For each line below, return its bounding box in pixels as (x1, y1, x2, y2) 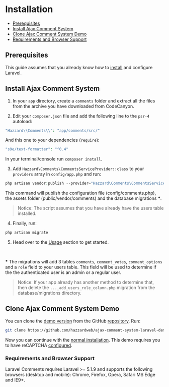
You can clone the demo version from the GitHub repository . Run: (5, 318, 141, 324)
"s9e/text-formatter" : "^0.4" (5, 147, 69, 152)
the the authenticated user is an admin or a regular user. (5, 269, 122, 275)
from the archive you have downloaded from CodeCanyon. (12, 103, 134, 109)
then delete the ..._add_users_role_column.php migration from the (17, 285, 155, 291)
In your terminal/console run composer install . (5, 156, 103, 162)
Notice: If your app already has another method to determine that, (17, 279, 154, 286)
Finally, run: (12, 220, 37, 227)
